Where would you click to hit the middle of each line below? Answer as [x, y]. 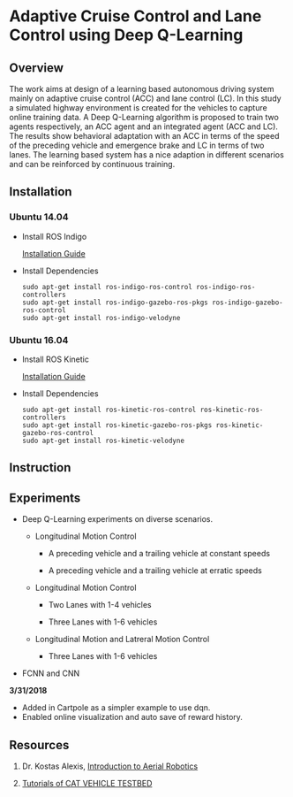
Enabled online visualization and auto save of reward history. [132, 717]
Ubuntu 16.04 [39, 340]
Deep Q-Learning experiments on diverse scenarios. [117, 519]
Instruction [40, 467]
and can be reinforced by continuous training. [92, 164]
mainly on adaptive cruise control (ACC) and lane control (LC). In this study [145, 98]
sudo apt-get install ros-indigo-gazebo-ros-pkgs [115, 303]
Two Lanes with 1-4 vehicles [100, 605]
